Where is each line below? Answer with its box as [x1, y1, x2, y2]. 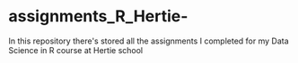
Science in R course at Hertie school [8, 44, 144, 55]
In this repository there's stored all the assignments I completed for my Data [8, 35, 289, 46]
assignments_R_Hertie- [8, 6, 188, 27]
